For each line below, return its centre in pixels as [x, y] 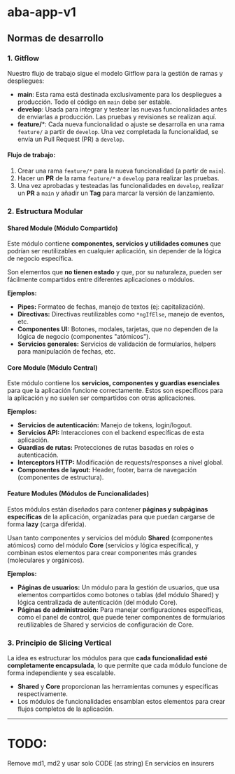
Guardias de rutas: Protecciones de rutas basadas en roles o [106, 448]
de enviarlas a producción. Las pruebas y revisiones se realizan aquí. [117, 116]
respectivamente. [43, 694]
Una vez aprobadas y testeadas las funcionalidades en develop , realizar [120, 186]
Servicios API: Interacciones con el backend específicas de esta [111, 433]
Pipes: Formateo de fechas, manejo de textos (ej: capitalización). [111, 307]
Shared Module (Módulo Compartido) [63, 228]
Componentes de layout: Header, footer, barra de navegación [107, 470]
